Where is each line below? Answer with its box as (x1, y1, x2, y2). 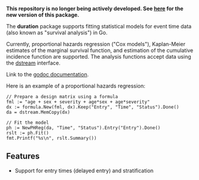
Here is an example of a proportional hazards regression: (6, 82, 146, 89)
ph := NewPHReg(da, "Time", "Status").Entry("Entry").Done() (6, 125, 161, 131)
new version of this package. (6, 11, 80, 18)
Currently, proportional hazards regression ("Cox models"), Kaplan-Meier (6, 41, 186, 47)
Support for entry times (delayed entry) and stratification (14, 167, 154, 174)
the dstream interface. (6, 59, 61, 66)
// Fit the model (6, 120, 49, 126)
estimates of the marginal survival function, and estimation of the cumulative (6, 47, 194, 54)
